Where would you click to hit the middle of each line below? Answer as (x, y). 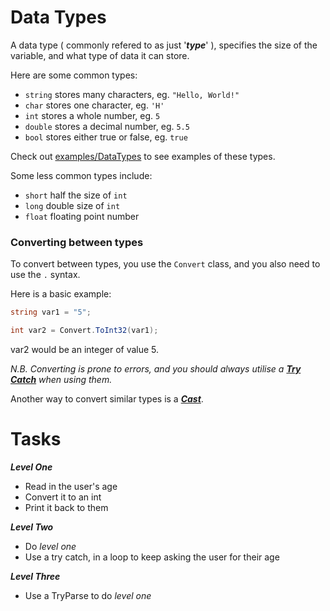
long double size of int (72, 205)
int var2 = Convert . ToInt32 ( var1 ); (84, 331)
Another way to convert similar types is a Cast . (107, 398)
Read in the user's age (71, 486)
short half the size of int (76, 195)
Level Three (35, 576)
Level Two (32, 527)
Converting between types (77, 242)
